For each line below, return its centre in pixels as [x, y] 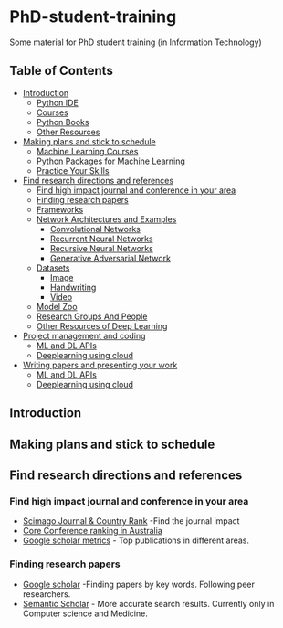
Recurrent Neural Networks [101, 239]
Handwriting [73, 287]
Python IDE [58, 102]
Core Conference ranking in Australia [92, 531]
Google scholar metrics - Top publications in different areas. [136, 540]
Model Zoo [57, 306]
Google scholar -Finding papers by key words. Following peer [139, 584]
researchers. [47, 594]
